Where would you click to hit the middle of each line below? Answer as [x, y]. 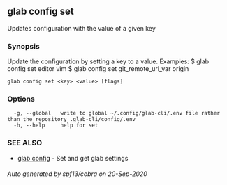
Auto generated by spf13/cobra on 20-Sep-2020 [78, 174]
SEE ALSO [25, 143]
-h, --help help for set [56, 126]
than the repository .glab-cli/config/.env [72, 120]
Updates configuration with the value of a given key [81, 28]
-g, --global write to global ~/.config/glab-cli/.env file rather [117, 113]
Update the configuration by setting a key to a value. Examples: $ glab [108, 61]
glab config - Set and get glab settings [73, 158]
